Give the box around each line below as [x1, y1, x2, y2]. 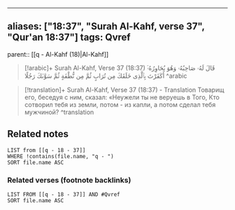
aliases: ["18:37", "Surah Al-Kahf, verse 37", [7, 20, 205, 32]
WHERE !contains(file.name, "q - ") [7, 153, 114, 160]
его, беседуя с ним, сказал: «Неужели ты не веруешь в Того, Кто [24, 92, 220, 101]
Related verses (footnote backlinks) [7, 175, 131, 185]
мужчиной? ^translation [24, 108, 94, 116]
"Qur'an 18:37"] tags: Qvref [7, 31, 131, 43]
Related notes [7, 128, 69, 140]
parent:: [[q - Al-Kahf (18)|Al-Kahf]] [7, 50, 109, 58]
